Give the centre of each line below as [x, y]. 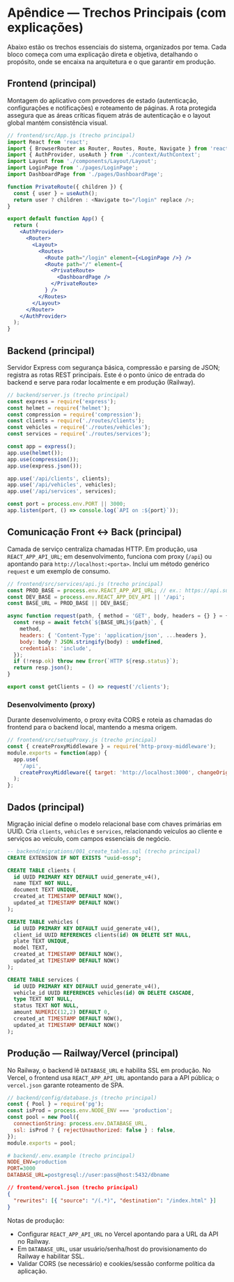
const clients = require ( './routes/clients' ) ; [76, 421]
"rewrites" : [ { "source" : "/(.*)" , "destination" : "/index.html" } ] [115, 1200]
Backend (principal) [51, 351]
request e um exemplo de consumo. [59, 571]
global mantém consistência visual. [57, 123]
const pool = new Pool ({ [43, 1117]
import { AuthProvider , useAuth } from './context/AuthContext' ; [104, 155]
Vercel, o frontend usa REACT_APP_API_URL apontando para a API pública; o [113, 1077]
